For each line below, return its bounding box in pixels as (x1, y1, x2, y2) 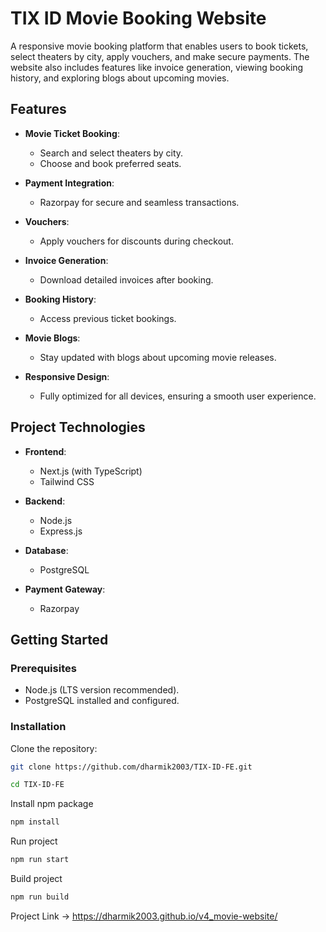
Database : (24, 544, 69, 556)
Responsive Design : (24, 370, 110, 382)
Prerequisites (10, 661, 77, 675)
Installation (10, 720, 67, 734)
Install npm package (10, 798, 94, 810)
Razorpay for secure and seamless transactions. (39, 196, 240, 208)
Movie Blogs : (24, 332, 81, 344)
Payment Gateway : (24, 583, 106, 595)
